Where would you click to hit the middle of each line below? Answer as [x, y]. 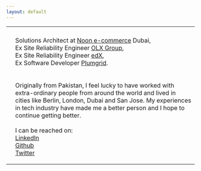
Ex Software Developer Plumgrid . [62, 62]
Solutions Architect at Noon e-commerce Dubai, [83, 40]
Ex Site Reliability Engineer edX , [60, 55]
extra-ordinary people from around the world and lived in [96, 92]
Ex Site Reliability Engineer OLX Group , [70, 47]
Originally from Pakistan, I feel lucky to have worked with [95, 85]
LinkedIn [27, 137]
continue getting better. [48, 115]
